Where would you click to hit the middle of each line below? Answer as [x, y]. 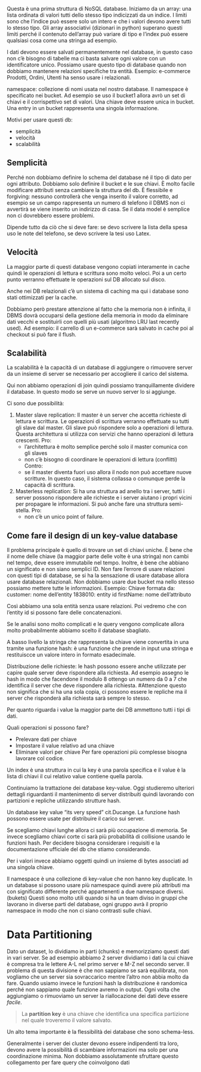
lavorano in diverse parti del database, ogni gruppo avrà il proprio [87, 904]
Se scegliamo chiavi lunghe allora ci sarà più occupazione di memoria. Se [97, 830]
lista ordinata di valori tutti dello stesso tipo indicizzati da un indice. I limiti [97, 15]
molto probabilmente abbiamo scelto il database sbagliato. [79, 630]
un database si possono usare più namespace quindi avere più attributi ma [98, 885]
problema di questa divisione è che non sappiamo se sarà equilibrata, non [98, 971]
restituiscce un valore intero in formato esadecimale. [71, 655]
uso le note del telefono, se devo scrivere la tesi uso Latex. [79, 233]
